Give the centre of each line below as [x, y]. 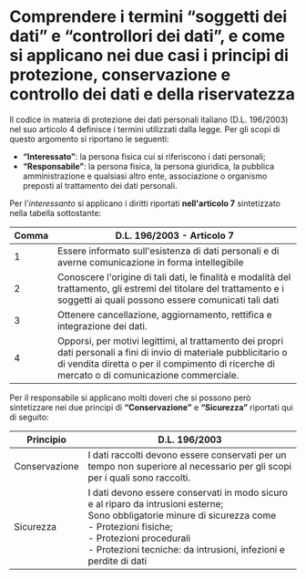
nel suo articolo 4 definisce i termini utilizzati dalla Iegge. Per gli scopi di [145, 129]
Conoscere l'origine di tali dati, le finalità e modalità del [174, 277]
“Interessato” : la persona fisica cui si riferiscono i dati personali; [144, 156]
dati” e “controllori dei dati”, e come [147, 36]
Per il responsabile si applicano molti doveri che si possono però [130, 398]
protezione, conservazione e [120, 75]
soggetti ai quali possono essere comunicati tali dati [168, 300]
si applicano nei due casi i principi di [149, 56]
